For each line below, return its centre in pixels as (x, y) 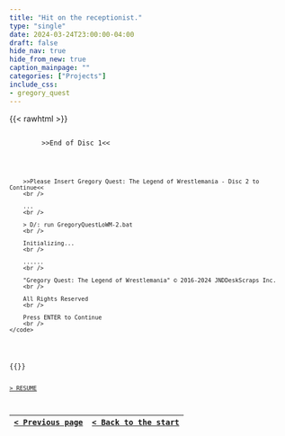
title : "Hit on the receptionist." (76, 18)
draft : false (34, 43)
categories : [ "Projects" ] (58, 76)
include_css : (34, 85)
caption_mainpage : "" (50, 68)
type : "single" (38, 26)
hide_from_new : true (48, 59)
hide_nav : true (38, 51)
